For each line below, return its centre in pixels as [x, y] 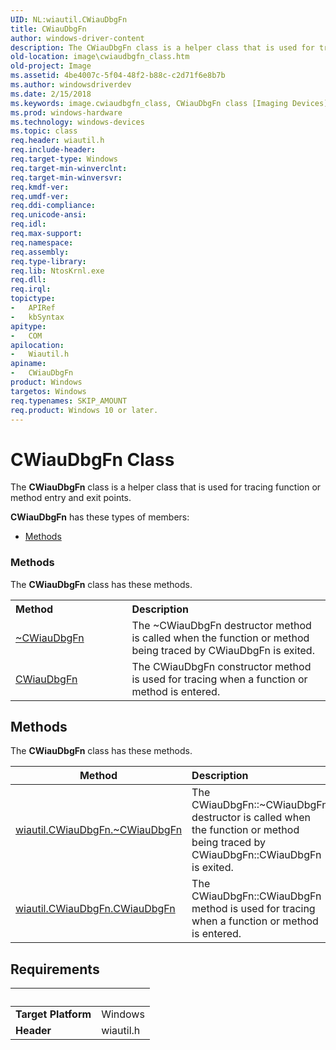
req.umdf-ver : [40, 196]
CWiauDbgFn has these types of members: [100, 517]
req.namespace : [42, 242]
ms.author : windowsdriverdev [71, 85]
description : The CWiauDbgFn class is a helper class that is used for [162, 47]
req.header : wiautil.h [57, 141]
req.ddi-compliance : [53, 206]
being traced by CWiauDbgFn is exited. [223, 650]
